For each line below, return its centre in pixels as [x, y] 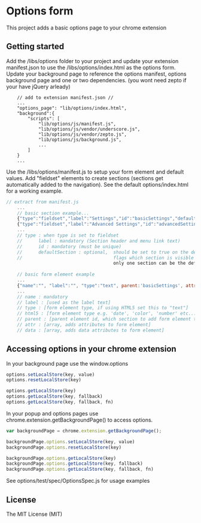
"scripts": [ [44, 118]
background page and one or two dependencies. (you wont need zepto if [96, 80]
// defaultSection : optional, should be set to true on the [103, 252]
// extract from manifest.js [42, 202]
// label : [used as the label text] [64, 302]
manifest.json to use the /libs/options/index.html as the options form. [91, 67]
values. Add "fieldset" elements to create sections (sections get [85, 178]
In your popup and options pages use [52, 413]
